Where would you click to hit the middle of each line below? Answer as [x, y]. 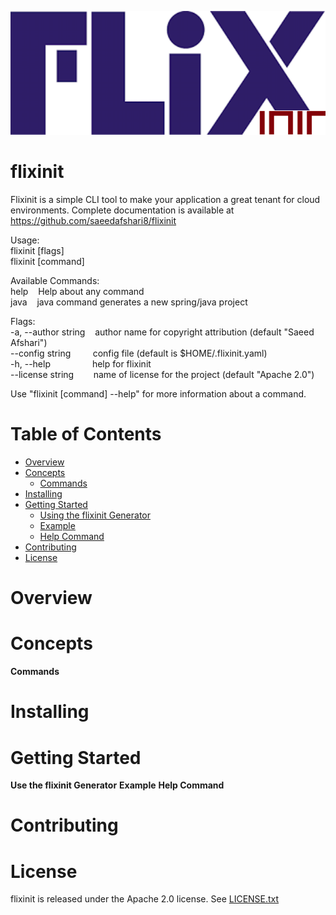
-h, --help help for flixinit [81, 364]
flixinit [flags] [37, 251]
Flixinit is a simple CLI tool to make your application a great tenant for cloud [165, 200]
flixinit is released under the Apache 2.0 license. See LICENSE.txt [145, 899]
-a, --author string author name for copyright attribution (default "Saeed [162, 332]
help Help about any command [77, 292]
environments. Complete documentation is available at [122, 210]
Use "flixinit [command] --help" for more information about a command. [158, 394]
